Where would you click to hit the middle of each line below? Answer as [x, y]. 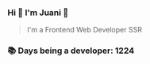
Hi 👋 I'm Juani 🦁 [38, 13]
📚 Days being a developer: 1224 [71, 51]
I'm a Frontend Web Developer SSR [84, 30]
